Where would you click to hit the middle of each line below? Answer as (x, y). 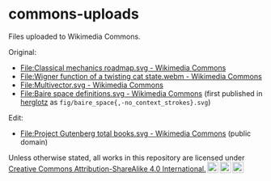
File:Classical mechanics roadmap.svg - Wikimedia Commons (123, 67)
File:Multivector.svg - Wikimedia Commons (92, 85)
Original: (23, 52)
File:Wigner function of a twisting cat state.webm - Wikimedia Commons (141, 76)
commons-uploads (74, 14)
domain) (34, 141)
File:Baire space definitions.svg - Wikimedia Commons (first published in (141, 93)
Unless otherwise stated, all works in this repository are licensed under (127, 158)
